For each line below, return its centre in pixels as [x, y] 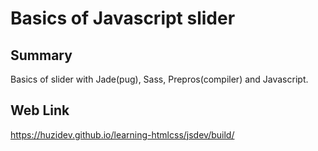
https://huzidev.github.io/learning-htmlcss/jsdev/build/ [122, 134]
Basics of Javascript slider [123, 18]
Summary [41, 55]
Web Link [40, 110]
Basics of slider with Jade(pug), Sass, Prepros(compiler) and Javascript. [159, 79]
